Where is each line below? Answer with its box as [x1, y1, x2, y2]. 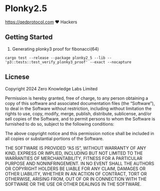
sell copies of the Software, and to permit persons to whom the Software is [5, 116, 156, 122]
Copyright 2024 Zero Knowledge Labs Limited [5, 86, 98, 91]
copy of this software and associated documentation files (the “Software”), [5, 100, 155, 106]
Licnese [5, 73, 30, 81]
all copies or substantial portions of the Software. [5, 136, 104, 141]
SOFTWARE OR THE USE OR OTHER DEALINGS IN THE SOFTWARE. [5, 181, 142, 187]
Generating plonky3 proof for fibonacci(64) [12, 46, 99, 52]
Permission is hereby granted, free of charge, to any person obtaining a [5, 95, 148, 101]
